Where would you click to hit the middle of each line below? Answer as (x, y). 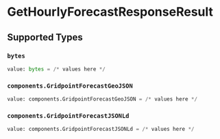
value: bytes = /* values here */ (57, 69)
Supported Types (45, 37)
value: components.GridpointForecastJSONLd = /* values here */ (101, 129)
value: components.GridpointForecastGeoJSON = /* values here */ (102, 99)
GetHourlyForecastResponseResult (110, 12)
